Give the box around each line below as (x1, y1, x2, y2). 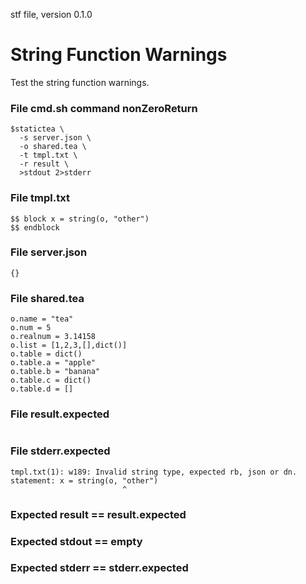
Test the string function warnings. (10, 76, 150, 88)
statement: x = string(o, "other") (10, 475, 159, 486)
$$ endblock (10, 222, 60, 233)
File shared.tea (10, 291, 85, 305)
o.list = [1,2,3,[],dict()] (10, 340, 128, 351)
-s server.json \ (19, 133, 92, 143)
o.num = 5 (10, 323, 52, 333)
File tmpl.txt (10, 191, 70, 205)
